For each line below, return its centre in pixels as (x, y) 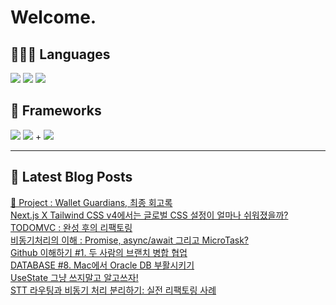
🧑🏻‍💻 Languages (60, 54)
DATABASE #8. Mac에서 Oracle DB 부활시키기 (102, 265)
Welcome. (53, 17)
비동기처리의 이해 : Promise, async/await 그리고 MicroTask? (130, 240)
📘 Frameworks (56, 111)
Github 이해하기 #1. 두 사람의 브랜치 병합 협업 (99, 252)
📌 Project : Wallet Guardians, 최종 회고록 (91, 202)
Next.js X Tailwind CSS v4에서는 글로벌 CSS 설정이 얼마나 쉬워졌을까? (149, 215)
